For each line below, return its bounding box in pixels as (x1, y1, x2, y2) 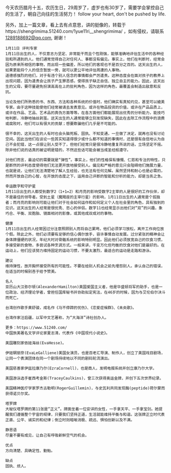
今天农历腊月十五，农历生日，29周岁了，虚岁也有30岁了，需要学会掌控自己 (5, 5, 164, 10)
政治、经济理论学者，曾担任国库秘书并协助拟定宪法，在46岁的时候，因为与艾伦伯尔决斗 (9, 290, 166, 295)
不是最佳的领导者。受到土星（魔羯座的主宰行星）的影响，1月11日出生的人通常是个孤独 (5, 194, 161, 200)
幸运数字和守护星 (5, 184, 36, 189)
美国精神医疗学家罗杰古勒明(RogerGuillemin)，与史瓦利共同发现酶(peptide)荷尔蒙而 (5, 386, 165, 391)
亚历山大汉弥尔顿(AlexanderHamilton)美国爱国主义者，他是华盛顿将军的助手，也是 (5, 284, 159, 289)
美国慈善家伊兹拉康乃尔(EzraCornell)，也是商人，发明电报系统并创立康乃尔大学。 (5, 366, 157, 371)
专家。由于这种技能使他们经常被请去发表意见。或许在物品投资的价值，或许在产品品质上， (5, 105, 165, 110)
